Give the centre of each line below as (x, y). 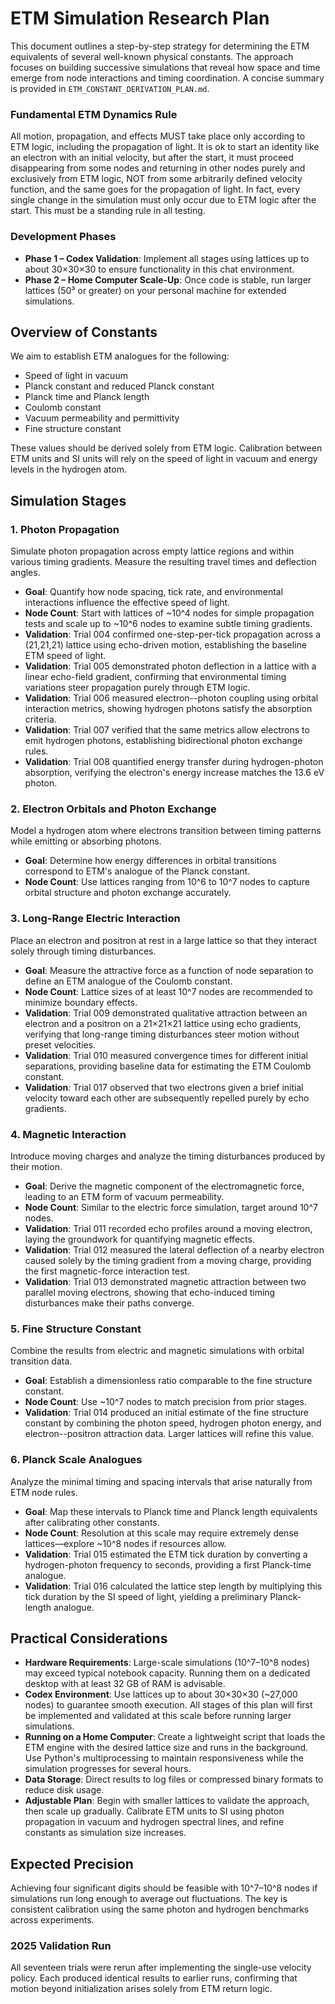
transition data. (41, 1361)
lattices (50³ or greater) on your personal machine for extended (155, 290)
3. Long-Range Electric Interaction (95, 919)
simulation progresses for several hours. (108, 1769)
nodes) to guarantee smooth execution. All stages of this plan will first (168, 1705)
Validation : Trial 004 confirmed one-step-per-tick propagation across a (173, 634)
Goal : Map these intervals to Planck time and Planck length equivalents (171, 1511)
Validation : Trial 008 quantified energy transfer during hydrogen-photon (174, 762)
